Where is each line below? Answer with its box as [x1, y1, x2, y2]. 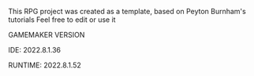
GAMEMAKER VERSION [8, 31, 85, 39]
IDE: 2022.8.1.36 [8, 45, 62, 54]
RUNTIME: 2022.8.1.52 [8, 60, 81, 70]
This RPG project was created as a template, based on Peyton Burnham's [8, 7, 246, 16]
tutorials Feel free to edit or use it [8, 15, 116, 24]
